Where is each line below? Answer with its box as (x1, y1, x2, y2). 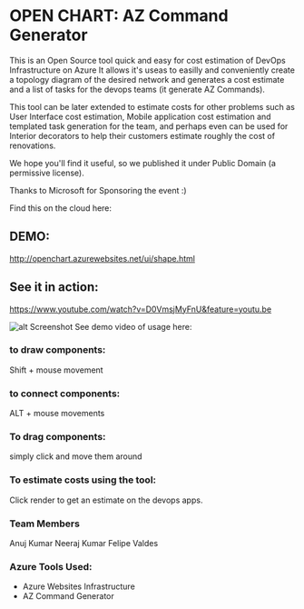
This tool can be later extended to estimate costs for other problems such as (9, 101, 295, 112)
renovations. (9, 140, 56, 151)
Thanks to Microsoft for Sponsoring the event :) (9, 185, 188, 195)
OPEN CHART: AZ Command (9, 5, 229, 26)
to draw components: (9, 344, 106, 356)
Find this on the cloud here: (9, 202, 112, 214)
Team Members (9, 517, 80, 530)
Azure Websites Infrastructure (22, 581, 136, 592)
